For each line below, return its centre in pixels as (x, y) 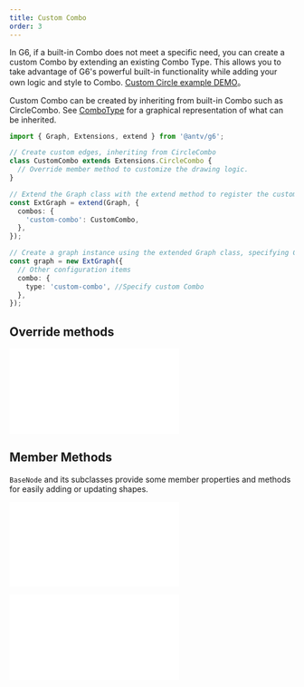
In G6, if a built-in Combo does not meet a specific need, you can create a (147, 52)
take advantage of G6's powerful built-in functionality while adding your (143, 71)
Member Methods (61, 458)
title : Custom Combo (48, 18)
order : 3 (26, 26)
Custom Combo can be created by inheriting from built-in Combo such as (146, 100)
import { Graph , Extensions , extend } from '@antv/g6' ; (117, 136)
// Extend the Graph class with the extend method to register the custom (153, 194)
